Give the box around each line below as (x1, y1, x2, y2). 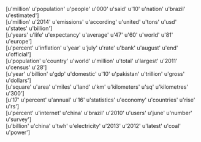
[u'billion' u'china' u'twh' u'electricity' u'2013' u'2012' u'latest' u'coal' (6, 122, 181, 129)
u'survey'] (6, 116, 32, 123)
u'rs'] (6, 103, 20, 110)
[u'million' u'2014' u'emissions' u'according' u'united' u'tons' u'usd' (6, 18, 177, 25)
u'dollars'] (6, 77, 31, 84)
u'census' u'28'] (6, 64, 47, 71)
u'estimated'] (6, 12, 39, 19)
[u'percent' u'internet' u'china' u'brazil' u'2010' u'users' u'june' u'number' (6, 110, 192, 116)
